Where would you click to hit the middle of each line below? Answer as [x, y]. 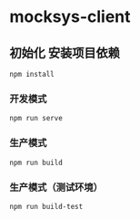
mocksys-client [70, 17]
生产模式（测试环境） [56, 187]
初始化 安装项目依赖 [65, 52]
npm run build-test [46, 206]
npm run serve [36, 119]
